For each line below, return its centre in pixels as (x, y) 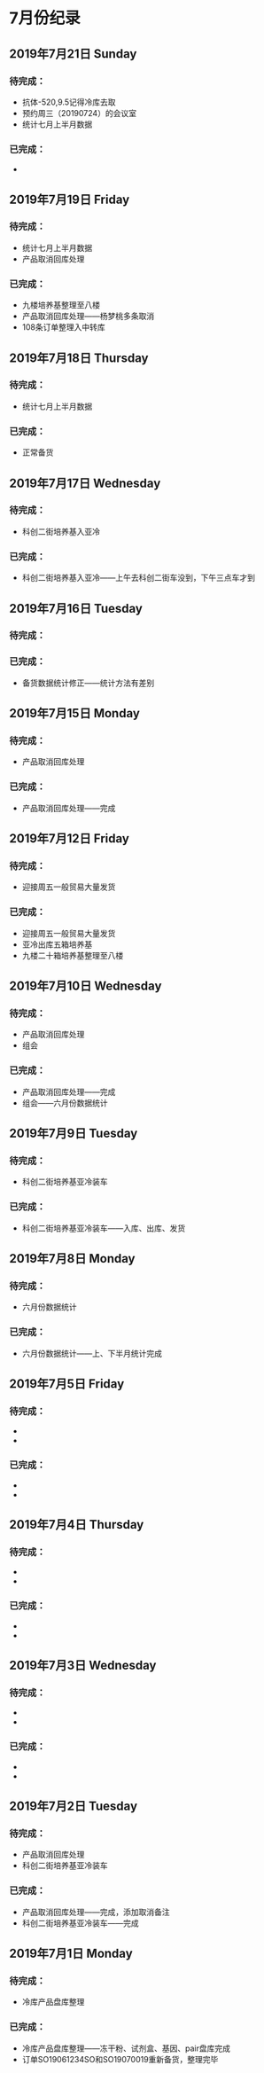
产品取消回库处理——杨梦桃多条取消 (88, 317)
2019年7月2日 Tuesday (74, 1806)
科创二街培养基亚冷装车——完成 (80, 1923)
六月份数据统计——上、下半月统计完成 (92, 1353)
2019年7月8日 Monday (72, 1259)
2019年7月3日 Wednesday (83, 1666)
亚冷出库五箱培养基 (57, 944)
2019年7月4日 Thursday (77, 1525)
